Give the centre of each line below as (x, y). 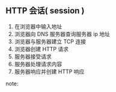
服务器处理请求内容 (38, 64)
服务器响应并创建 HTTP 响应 (49, 72)
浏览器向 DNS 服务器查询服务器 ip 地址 (62, 34)
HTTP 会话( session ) (45, 11)
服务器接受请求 (33, 57)
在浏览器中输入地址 (38, 26)
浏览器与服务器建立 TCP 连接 (50, 41)
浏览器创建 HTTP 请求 (41, 49)
